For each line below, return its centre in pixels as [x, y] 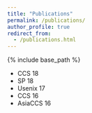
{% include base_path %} [44, 60]
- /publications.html [45, 40]
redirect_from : [29, 33]
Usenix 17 [31, 88]
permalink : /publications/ [46, 20]
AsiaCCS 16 [34, 103]
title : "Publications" [40, 14]
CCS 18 [28, 74]
